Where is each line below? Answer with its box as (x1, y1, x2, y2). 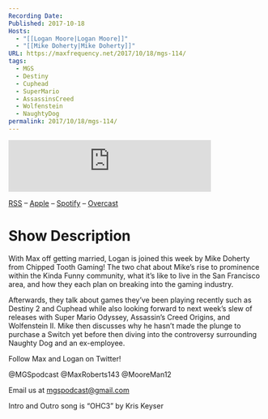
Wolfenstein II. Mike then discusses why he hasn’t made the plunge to (8, 321, 241, 331)
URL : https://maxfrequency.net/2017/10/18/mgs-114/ (8, 49, 186, 58)
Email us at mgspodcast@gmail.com (8, 385, 130, 395)
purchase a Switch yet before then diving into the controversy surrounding (8, 329, 257, 339)
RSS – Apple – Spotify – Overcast (8, 198, 119, 207)
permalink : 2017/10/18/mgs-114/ (8, 118, 117, 126)
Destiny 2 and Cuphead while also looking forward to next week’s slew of (8, 303, 253, 313)
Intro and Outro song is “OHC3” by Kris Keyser (8, 400, 164, 410)
